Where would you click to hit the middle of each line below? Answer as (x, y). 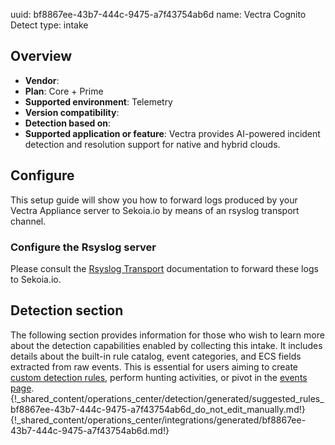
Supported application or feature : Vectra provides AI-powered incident (172, 133)
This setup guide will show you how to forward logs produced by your (154, 200)
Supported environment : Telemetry (98, 101)
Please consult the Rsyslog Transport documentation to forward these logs (164, 268)
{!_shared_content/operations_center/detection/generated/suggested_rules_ (167, 398)
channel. (28, 221)
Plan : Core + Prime (64, 91)
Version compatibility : (72, 112)
